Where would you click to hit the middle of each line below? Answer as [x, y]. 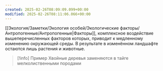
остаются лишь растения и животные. [45, 49]
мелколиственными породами [49, 63]
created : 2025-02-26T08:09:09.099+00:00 [47, 9]
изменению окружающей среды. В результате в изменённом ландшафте [81, 43]
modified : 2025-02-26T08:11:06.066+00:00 [48, 14]
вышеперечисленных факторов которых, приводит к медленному [74, 38]
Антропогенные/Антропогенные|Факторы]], [51, 33]
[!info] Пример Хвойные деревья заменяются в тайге [73, 58]
